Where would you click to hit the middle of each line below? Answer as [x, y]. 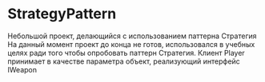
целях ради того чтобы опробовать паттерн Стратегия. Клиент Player [126, 53]
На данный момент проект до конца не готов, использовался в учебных [131, 44]
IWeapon [22, 69]
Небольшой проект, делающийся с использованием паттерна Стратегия [132, 36]
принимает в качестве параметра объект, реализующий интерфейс [124, 61]
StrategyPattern [62, 14]
